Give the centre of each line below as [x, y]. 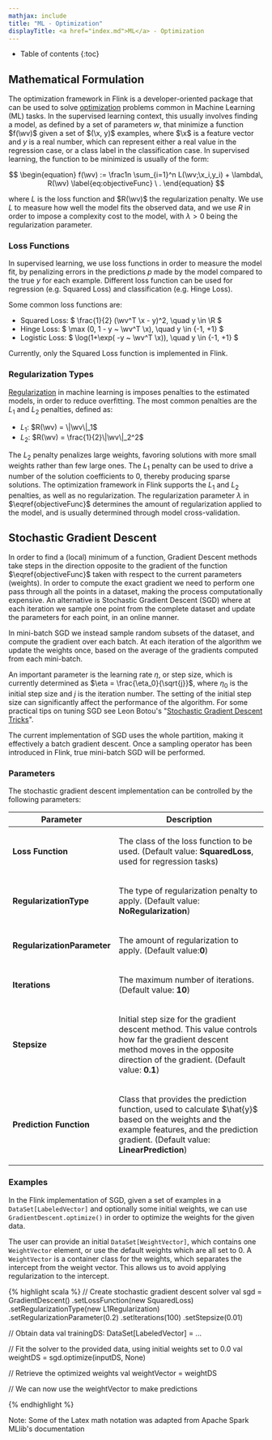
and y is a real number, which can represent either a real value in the [123, 142]
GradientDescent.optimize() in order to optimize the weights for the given [132, 1217]
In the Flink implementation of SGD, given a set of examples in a [115, 1200]
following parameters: [45, 800]
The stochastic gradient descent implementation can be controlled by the [131, 791]
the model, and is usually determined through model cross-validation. [124, 512]
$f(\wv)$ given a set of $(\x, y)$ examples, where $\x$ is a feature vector [131, 134]
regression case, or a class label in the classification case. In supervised [129, 151]
